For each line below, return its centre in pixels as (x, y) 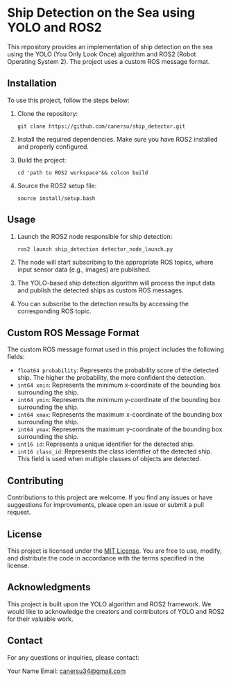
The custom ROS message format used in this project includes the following (115, 349)
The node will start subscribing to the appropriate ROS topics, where (115, 262)
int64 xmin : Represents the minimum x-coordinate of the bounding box (119, 385)
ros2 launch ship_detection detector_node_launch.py (95, 249)
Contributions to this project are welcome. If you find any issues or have (110, 497)
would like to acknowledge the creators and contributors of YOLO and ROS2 (116, 611)
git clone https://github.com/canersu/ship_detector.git (101, 126)
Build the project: (42, 160)
